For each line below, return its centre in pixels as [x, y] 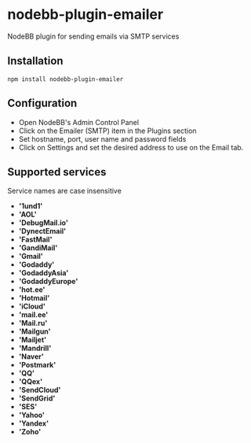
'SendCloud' [40, 390]
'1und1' [31, 206]
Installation [35, 61]
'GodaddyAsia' [44, 273]
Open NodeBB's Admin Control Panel [78, 122]
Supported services [57, 172]
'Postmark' [37, 365]
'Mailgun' [35, 331]
